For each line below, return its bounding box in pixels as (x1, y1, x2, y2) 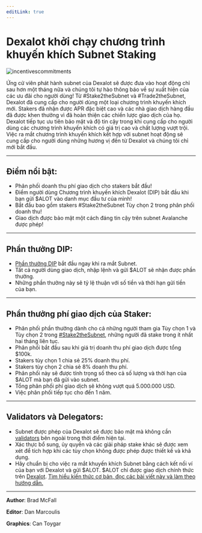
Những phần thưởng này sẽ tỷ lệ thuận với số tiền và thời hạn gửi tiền (14, 279, 186, 286)
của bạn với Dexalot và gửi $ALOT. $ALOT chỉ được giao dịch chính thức (14, 466, 194, 473)
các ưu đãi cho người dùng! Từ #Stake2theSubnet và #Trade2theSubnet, (6, 92, 186, 99)
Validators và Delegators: (6, 412, 103, 422)
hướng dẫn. (14, 479, 44, 486)
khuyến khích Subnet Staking (6, 48, 156, 61)
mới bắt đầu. (6, 143, 37, 151)
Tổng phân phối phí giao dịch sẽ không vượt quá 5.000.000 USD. (14, 382, 176, 389)
